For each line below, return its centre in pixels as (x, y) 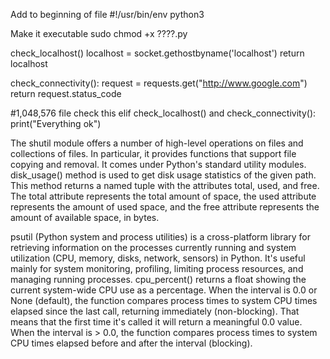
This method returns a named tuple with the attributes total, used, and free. (165, 185)
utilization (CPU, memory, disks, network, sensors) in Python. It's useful (158, 258)
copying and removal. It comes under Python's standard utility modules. (158, 164)
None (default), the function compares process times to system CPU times (164, 300)
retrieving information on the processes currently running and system (153, 247)
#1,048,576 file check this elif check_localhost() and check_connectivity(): (163, 113)
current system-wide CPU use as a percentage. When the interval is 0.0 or (164, 290)
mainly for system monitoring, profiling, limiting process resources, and (157, 268)
